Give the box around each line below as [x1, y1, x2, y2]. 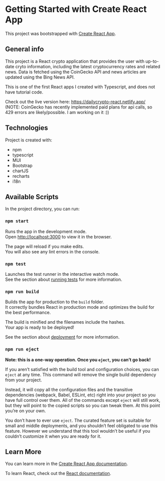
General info [5, 45, 44, 53]
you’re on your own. [5, 407, 46, 414]
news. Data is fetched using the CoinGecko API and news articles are [5, 69, 147, 75]
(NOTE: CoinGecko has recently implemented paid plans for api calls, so [5, 104, 153, 110]
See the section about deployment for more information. [5, 334, 120, 340]
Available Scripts [5, 193, 58, 201]
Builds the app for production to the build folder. [5, 299, 105, 305]
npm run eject [5, 347, 39, 352]
